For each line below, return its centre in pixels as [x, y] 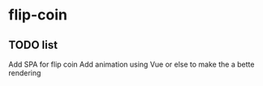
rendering [25, 73]
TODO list [33, 45]
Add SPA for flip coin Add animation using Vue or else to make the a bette [131, 64]
